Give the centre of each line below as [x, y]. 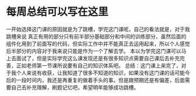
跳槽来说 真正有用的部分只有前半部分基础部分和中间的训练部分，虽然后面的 [96, 36]
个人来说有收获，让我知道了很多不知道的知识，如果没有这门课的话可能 [100, 73]
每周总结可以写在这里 [57, 12]
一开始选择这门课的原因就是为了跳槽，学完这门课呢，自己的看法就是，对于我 [98, 29]
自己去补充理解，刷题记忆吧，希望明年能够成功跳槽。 [75, 87]
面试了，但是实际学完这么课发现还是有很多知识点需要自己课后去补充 [98, 58]
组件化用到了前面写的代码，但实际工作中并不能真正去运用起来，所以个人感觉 [98, 44]
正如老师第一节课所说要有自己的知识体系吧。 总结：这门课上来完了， [99, 65]
